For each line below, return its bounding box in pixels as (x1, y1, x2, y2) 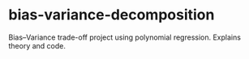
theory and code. (8, 40, 67, 50)
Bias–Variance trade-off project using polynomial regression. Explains (8, 32, 242, 42)
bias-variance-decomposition (8, 6, 215, 24)
